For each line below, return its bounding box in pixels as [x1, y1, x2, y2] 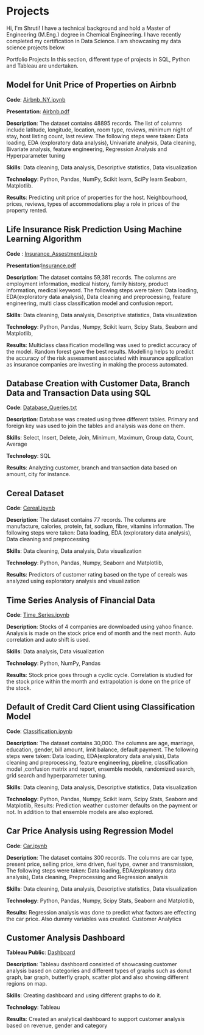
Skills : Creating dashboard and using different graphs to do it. [6, 992, 161, 999]
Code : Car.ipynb [6, 842, 47, 849]
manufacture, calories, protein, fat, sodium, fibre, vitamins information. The [6, 522, 195, 530]
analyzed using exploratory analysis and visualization [6, 577, 140, 585]
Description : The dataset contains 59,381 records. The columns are [6, 273, 177, 281]
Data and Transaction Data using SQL [6, 388, 151, 398]
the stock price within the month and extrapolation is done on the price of [6, 678, 191, 685]
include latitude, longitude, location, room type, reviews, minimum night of [6, 126, 192, 133]
